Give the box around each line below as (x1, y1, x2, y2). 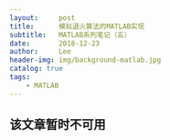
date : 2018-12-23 (9, 38, 101, 48)
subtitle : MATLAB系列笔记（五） (9, 30, 132, 39)
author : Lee (9, 47, 71, 56)
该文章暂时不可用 (9, 117, 106, 133)
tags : (9, 73, 30, 82)
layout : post (9, 13, 76, 23)
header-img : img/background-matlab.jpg (9, 55, 162, 65)
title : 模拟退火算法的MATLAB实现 (9, 22, 144, 31)
